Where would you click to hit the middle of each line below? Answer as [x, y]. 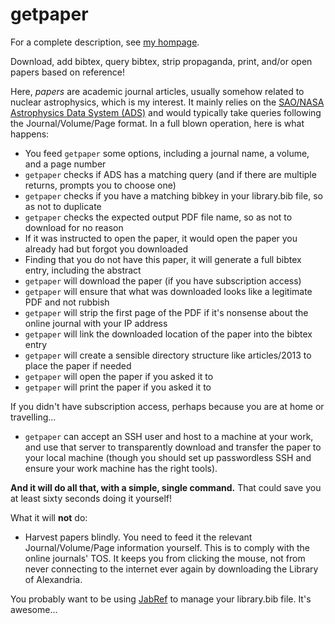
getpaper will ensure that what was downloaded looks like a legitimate [168, 291]
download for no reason [74, 227]
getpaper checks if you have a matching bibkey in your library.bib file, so [173, 195]
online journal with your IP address [96, 323]
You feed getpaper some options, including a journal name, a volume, [167, 153]
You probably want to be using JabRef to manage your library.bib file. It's [161, 599]
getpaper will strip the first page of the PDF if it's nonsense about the [166, 312]
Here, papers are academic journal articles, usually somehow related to [157, 91]
